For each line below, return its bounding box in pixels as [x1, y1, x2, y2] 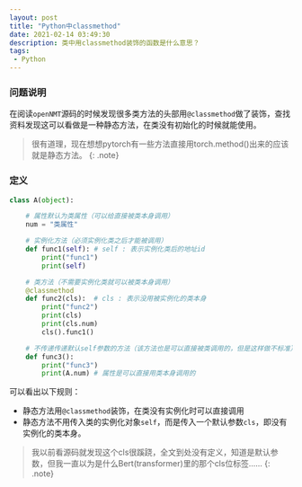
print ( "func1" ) [41, 252, 99, 261]
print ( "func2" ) [41, 303, 99, 312]
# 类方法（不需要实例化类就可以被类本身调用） [25, 278, 174, 287]
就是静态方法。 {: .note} [31, 150, 120, 161]
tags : [9, 47, 30, 56]
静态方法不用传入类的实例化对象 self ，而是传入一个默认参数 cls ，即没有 [22, 417, 288, 428]
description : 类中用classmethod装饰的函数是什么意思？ [9, 38, 200, 48]
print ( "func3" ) [41, 360, 99, 369]
